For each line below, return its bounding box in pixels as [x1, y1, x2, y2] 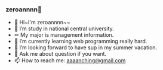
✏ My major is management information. [14, 31, 114, 39]
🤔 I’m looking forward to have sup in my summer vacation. [14, 44, 158, 51]
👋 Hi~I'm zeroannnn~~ [14, 19, 70, 26]
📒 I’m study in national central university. [14, 25, 114, 32]
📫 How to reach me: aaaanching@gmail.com [14, 57, 126, 64]
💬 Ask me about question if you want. [14, 50, 107, 58]
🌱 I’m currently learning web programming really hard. [14, 38, 147, 45]
